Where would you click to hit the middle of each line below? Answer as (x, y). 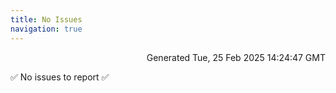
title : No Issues (46, 19)
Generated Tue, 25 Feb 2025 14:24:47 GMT (236, 57)
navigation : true (46, 29)
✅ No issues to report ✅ (60, 77)
